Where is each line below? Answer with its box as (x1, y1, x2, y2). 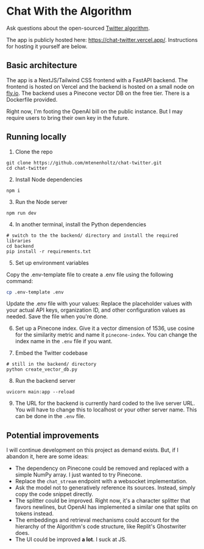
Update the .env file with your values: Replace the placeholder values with (6, 300, 192, 307)
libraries (6, 237, 32, 244)
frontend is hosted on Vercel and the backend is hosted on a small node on (6, 83, 195, 90)
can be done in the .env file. (15, 413, 86, 420)
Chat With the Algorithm (6, 4, 132, 18)
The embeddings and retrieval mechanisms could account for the (15, 516, 180, 524)
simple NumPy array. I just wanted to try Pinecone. (15, 471, 142, 478)
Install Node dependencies (15, 175, 83, 183)
